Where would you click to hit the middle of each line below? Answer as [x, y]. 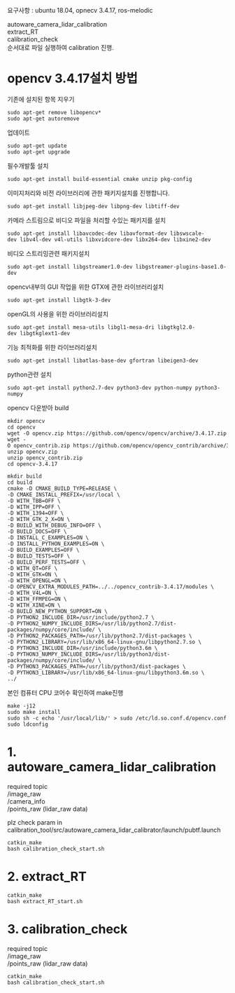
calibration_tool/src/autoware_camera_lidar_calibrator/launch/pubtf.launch [114, 830]
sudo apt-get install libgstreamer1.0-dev [70, 266]
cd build [20, 482]
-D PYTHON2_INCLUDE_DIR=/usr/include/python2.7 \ [81, 617]
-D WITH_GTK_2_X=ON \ [39, 519]
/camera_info [26, 801]
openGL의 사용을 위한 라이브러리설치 [58, 313]
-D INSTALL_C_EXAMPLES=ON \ [48, 538]
